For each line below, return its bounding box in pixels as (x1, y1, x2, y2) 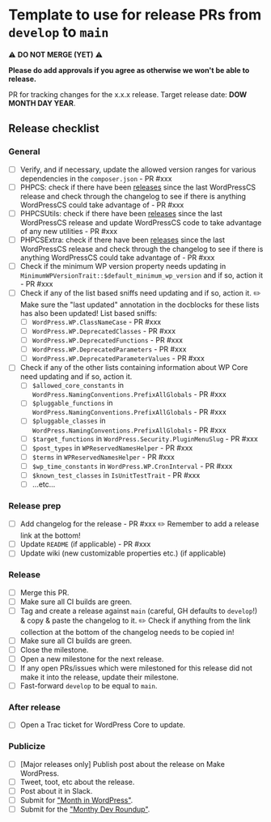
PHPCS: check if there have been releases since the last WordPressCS (19, 182, 256, 192)
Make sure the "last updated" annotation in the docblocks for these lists (19, 300, 260, 309)
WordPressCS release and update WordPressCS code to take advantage (19, 217, 262, 228)
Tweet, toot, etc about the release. (19, 777, 135, 786)
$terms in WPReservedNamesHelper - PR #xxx (32, 452, 176, 462)
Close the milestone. (19, 645, 89, 654)
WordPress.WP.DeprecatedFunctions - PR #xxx (32, 335, 184, 345)
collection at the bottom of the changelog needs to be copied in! (19, 627, 235, 637)
